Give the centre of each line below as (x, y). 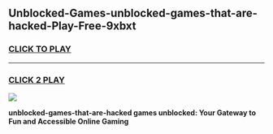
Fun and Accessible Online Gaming (69, 121)
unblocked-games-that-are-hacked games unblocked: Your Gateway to (132, 112)
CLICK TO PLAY (40, 50)
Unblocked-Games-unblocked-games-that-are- (133, 13)
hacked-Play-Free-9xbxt (72, 26)
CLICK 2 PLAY (37, 80)
